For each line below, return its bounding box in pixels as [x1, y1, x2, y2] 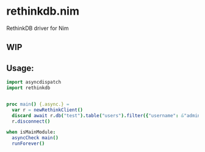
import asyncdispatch [6, 79, 62, 85]
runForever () [12, 140, 45, 147]
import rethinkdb [6, 85, 51, 91]
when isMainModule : [6, 129, 56, 136]
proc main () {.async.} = [6, 101, 70, 107]
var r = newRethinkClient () [12, 107, 84, 113]
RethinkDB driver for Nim [6, 24, 69, 32]
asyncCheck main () [12, 135, 59, 141]
